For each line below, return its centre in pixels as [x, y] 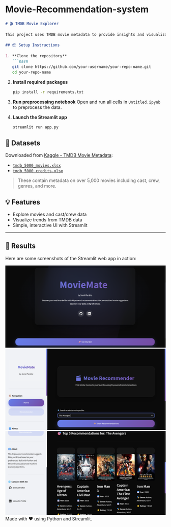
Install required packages [40, 82]
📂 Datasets [23, 143]
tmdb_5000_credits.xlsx [38, 171]
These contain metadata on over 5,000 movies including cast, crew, [89, 180]
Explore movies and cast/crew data [50, 214]
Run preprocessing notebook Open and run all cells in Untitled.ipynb [87, 102]
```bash [20, 62]
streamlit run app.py [35, 127]
